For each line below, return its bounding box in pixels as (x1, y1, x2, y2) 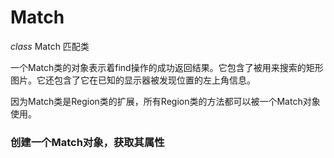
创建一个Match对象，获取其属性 (10, 135, 165, 149)
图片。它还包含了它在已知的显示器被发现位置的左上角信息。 (10, 74, 256, 86)
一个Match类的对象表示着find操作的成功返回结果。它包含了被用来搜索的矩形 (10, 61, 324, 73)
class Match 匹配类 (10, 40, 90, 52)
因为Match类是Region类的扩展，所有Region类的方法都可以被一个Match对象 (10, 95, 321, 107)
